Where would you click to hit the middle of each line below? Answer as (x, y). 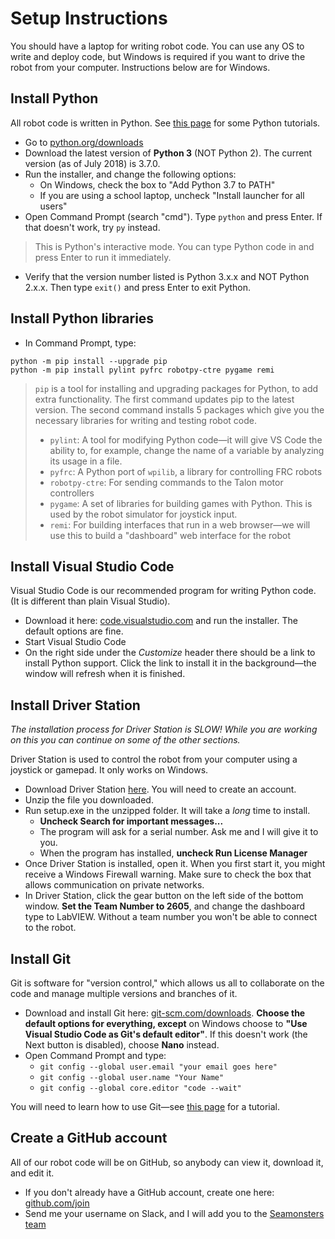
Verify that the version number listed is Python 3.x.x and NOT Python (167, 276)
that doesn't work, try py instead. (92, 227)
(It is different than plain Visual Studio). (90, 601)
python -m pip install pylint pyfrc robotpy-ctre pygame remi (142, 370)
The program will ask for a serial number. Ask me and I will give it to (179, 832)
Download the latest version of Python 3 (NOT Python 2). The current (168, 153)
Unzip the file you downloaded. (89, 800)
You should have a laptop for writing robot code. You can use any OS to (157, 46)
